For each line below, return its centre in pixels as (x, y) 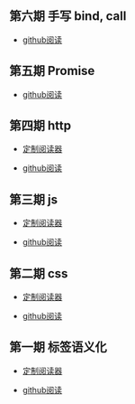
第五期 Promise (52, 71)
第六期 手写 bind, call (68, 16)
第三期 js (34, 199)
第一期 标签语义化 (58, 348)
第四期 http (40, 126)
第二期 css (39, 273)
